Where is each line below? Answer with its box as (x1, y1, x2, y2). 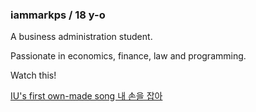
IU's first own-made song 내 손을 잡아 (10, 90, 163, 102)
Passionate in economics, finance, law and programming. (10, 50, 247, 62)
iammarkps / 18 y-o (10, 8, 106, 22)
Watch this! (10, 69, 57, 82)
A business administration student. (10, 31, 153, 43)
